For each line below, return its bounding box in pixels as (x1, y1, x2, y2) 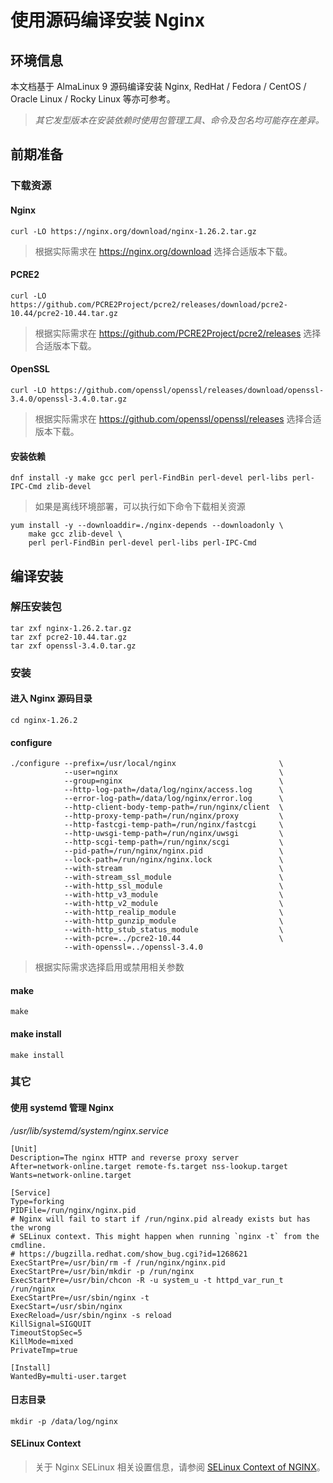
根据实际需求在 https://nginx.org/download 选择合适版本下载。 (34, 245, 293, 257)
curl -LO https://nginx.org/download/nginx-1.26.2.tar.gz (10, 226, 257, 236)
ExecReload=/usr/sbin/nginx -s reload (10, 1310, 172, 1320)
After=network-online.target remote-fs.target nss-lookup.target (10, 1161, 288, 1171)
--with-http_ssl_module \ (63, 881, 284, 891)
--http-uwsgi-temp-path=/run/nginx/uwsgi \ (63, 829, 284, 839)
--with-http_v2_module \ (63, 899, 284, 909)
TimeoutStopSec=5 (10, 1327, 83, 1338)
